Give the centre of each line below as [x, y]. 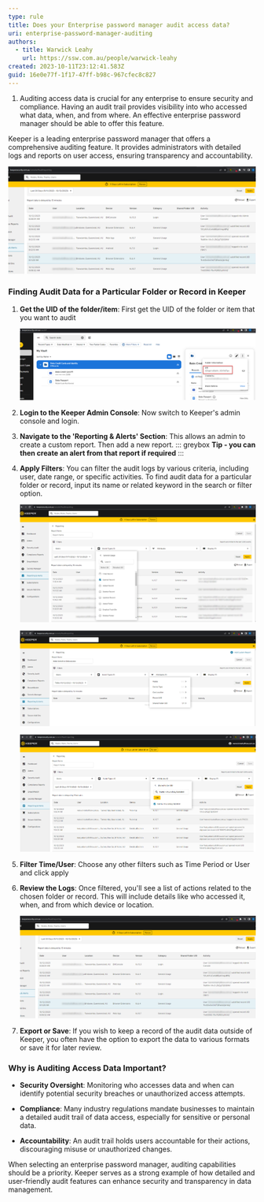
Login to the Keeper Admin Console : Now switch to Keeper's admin [130, 413]
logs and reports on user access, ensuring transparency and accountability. [130, 155]
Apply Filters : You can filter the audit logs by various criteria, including [134, 468]
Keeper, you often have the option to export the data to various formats [134, 1039]
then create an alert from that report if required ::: [102, 453]
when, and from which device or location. [87, 904]
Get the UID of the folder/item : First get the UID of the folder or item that [137, 309]
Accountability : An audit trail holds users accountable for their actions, [135, 1141]
